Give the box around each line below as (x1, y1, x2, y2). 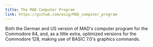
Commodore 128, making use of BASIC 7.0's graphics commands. (5, 36, 140, 42)
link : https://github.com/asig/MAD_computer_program (5, 12, 117, 17)
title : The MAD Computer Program (5, 7, 75, 12)
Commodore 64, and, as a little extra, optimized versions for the (5, 31, 136, 37)
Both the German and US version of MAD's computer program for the (5, 25, 148, 31)
